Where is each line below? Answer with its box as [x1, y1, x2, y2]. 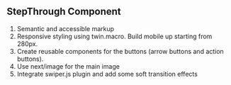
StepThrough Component [6, 6, 121, 18]
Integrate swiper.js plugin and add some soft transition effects [16, 69, 198, 78]
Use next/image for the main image [16, 62, 120, 70]
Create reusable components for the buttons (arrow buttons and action [16, 47, 224, 55]
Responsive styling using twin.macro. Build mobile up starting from [16, 32, 213, 40]
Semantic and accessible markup [16, 24, 115, 33]
